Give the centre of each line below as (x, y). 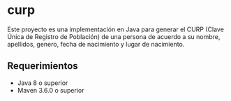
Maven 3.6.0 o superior (51, 90)
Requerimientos (43, 66)
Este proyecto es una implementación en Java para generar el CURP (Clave (116, 29)
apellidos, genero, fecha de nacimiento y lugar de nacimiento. (96, 44)
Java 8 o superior (43, 83)
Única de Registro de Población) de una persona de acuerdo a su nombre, (114, 36)
